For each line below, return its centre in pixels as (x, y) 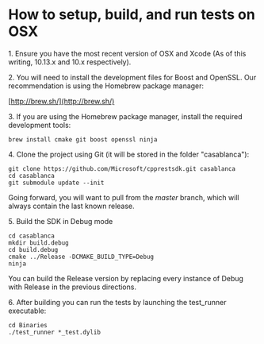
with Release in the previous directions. (73, 287)
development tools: (40, 125)
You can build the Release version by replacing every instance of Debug (126, 278)
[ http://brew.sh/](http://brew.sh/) (61, 101)
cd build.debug (33, 249)
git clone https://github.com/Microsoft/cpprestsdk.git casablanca (122, 168)
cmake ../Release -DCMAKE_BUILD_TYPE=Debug (81, 257)
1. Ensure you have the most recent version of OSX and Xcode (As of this (127, 53)
